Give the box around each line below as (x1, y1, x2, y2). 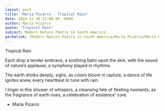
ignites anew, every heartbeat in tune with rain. (5, 77, 100, 83)
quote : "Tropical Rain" (5, 25, 54, 30)
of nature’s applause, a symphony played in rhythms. (5, 62, 111, 68)
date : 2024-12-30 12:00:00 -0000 (5, 16, 73, 21)
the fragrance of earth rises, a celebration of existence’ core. (5, 91, 128, 98)
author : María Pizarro (5, 21, 51, 26)
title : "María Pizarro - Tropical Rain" (5, 12, 89, 17)
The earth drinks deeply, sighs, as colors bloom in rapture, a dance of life (5, 72, 152, 78)
